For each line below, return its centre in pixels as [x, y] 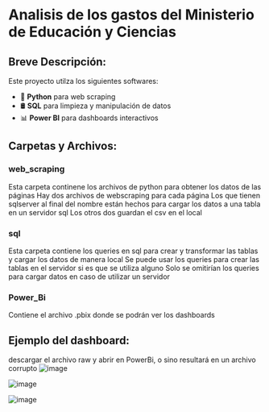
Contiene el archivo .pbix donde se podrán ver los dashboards [112, 315]
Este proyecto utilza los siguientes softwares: [83, 81]
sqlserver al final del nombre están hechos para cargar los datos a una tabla [134, 204]
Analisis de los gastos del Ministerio [132, 15]
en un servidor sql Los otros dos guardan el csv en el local [106, 212]
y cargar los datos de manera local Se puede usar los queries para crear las [134, 259]
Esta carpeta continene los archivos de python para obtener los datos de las [135, 186]
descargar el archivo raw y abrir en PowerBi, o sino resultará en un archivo [132, 360]
